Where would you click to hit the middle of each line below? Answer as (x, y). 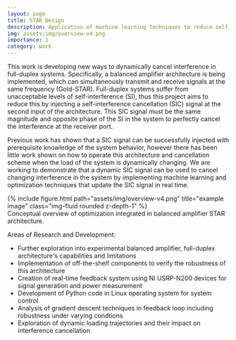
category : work (30, 46)
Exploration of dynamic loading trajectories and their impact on (109, 323)
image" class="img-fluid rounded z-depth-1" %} (77, 206)
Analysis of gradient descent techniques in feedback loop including (115, 308)
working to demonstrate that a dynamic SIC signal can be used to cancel (113, 170)
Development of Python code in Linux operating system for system (114, 293)
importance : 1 (28, 40)
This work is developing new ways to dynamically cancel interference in (112, 67)
